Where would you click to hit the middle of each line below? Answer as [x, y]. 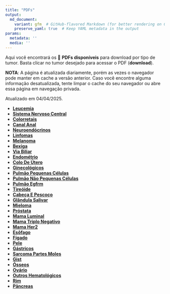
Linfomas [23, 135]
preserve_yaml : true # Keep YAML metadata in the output [77, 29]
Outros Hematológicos [37, 275]
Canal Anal [24, 124]
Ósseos [21, 265]
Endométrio [25, 157]
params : [13, 33]
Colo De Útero [28, 162]
